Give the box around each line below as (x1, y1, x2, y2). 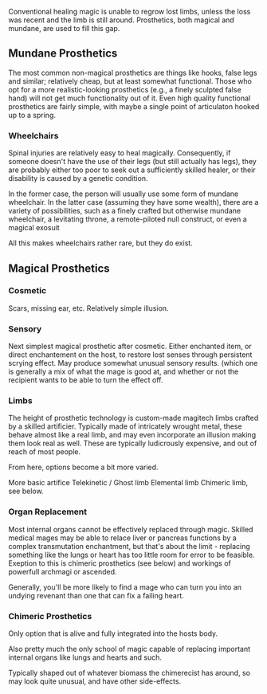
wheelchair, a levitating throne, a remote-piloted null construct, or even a (8, 214, 247, 224)
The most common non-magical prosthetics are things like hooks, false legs (8, 68, 257, 77)
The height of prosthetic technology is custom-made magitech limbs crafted (8, 414, 259, 423)
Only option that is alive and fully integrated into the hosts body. (8, 629, 218, 638)
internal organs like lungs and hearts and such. (8, 653, 162, 662)
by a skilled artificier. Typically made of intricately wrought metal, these (8, 421, 242, 431)
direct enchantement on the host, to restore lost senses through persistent (8, 350, 253, 359)
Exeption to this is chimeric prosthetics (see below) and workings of (8, 558, 231, 568)
